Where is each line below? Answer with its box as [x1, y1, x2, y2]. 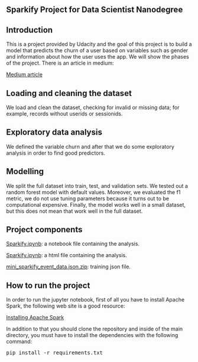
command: [6, 338, 33, 345]
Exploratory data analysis [6, 127, 102, 137]
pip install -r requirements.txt [6, 350, 103, 356]
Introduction [6, 25, 53, 35]
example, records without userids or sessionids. [6, 110, 123, 117]
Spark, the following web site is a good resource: [6, 302, 125, 310]
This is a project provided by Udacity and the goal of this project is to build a [6, 41, 192, 48]
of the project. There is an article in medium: [6, 59, 114, 67]
